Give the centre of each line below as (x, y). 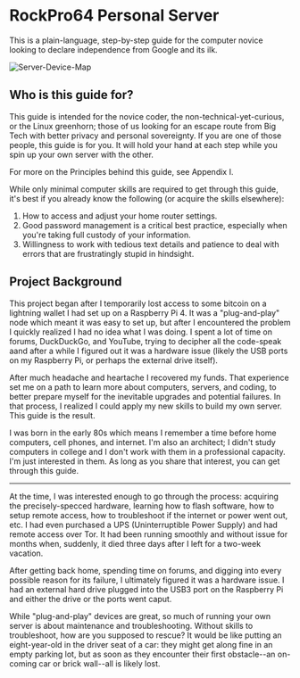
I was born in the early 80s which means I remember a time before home (143, 433)
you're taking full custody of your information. (107, 235)
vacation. (26, 553)
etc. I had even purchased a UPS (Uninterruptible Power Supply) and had (144, 525)
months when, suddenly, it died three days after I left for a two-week (135, 543)
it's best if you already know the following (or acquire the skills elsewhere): (147, 198)
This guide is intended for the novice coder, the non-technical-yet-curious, (147, 116)
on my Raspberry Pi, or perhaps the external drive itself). (114, 360)
